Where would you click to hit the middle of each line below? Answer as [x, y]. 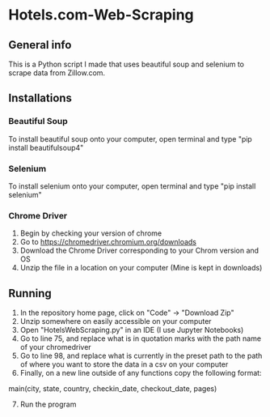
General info [40, 45]
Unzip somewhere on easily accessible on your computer [116, 321]
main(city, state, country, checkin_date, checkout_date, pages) [113, 389]
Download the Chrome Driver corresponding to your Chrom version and [139, 251]
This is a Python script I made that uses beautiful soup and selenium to [127, 64]
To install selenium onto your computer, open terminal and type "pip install [132, 186]
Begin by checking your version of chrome [91, 233]
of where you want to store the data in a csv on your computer [124, 364]
